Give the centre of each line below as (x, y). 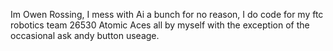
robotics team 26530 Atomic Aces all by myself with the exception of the (160, 25)
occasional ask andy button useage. (85, 35)
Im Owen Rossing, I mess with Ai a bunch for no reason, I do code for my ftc (167, 14)
